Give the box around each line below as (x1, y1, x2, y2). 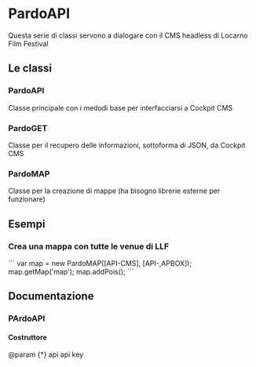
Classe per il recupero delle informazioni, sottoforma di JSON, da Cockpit (8, 140, 246, 150)
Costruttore (8, 332, 47, 342)
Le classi (8, 62, 53, 75)
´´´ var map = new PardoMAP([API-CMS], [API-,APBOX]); (8, 258, 192, 267)
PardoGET (8, 122, 48, 133)
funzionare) (8, 194, 46, 204)
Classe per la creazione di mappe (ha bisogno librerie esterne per (8, 186, 221, 196)
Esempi (8, 217, 46, 231)
